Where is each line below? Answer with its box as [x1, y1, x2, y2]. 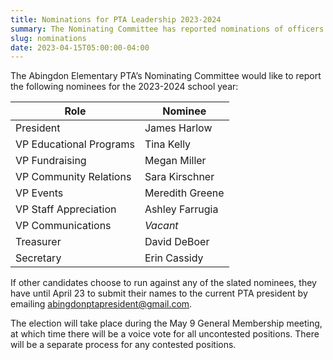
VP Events [15, 186, 64, 200]
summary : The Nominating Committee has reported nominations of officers [10, 24, 325, 34]
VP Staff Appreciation [15, 202, 117, 216]
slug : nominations [10, 33, 87, 43]
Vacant [144, 219, 179, 233]
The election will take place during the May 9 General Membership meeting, [10, 317, 323, 330]
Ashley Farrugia [144, 202, 219, 216]
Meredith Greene [144, 186, 225, 200]
